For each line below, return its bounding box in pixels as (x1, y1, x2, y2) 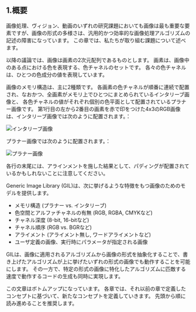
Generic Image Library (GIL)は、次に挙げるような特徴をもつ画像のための (6, 182, 181, 189)
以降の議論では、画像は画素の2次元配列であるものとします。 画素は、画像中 (6, 56, 190, 63)
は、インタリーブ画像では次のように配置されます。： (6, 113, 131, 120)
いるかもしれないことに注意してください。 (6, 169, 109, 176)
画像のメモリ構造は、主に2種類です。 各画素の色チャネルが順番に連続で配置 (6, 84, 190, 91)
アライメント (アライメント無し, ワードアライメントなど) (14, 231, 151, 238)
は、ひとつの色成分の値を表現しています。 (6, 71, 108, 78)
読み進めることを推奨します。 (6, 300, 78, 307)
